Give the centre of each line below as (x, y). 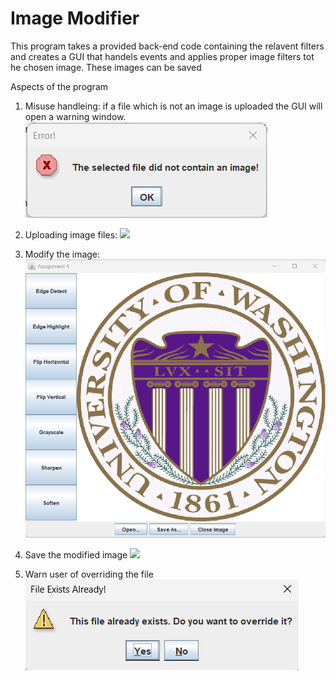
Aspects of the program (59, 86)
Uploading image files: (71, 234)
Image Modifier (75, 18)
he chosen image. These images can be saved (106, 67)
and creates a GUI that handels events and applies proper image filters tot (162, 56)
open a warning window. (75, 116)
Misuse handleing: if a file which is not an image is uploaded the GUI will (173, 106)
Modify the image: (62, 254)
